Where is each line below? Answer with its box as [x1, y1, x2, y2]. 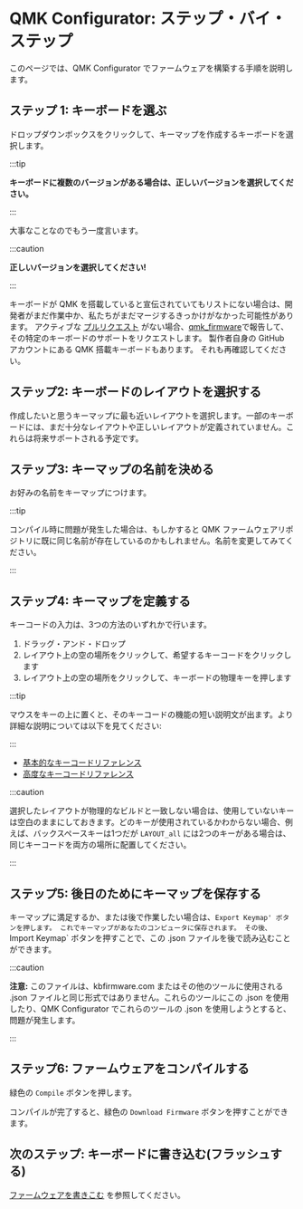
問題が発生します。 [9, 1015, 80, 1025]
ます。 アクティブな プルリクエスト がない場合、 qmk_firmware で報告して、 [9, 321, 289, 331]
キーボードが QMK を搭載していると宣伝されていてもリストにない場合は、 [9, 298, 285, 309]
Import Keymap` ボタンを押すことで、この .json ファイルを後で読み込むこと [9, 933, 291, 943]
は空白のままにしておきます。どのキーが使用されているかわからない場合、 [9, 817, 286, 828]
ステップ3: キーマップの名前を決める [9, 461, 214, 476]
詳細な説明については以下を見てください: [9, 721, 162, 732]
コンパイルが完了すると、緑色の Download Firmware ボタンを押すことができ [9, 1106, 289, 1117]
